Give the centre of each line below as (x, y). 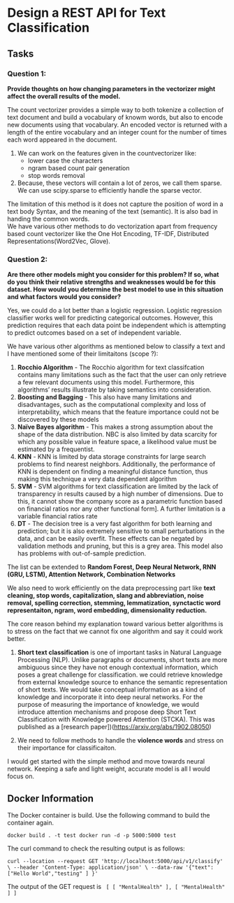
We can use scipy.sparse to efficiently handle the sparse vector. (110, 190)
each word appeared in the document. (62, 139)
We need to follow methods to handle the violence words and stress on (120, 740)
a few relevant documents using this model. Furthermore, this (106, 382)
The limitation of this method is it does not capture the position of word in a (115, 204)
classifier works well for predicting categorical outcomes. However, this (110, 318)
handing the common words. (49, 219)
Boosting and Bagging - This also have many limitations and (104, 397)
